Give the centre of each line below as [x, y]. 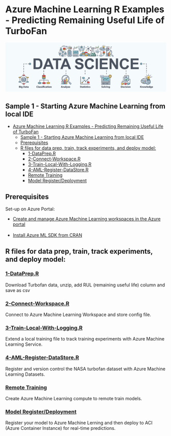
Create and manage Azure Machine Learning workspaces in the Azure [87, 219]
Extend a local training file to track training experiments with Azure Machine [85, 339]
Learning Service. [24, 344]
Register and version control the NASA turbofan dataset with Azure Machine [86, 369]
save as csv [18, 290]
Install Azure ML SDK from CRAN [47, 235]
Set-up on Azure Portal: [30, 209]
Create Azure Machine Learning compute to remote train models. [74, 398]
